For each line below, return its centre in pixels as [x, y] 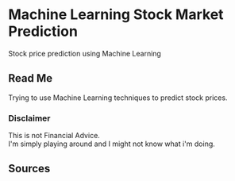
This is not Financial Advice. [54, 136]
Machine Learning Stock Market [116, 15]
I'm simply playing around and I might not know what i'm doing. [112, 144]
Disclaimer [29, 118]
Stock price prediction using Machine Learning [85, 53]
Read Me [31, 78]
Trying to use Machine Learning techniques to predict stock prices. [118, 98]
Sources [29, 169]
